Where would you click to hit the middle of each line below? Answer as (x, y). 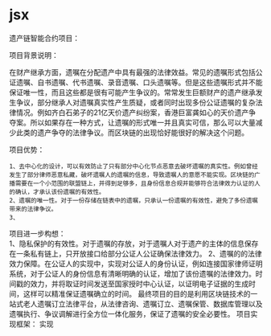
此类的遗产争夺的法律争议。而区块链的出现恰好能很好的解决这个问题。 (132, 132)
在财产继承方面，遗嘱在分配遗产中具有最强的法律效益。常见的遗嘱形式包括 (132, 72)
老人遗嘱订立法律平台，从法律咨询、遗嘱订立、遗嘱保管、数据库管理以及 (143, 304)
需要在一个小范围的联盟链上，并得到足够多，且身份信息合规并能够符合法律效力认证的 (135, 183)
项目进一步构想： (37, 233)
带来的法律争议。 (33, 209)
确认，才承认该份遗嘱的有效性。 (60, 192)
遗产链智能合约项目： (44, 38)
